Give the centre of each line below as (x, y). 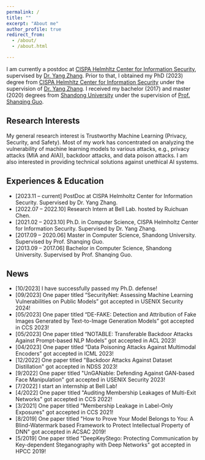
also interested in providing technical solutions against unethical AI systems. (102, 162)
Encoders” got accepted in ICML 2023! (65, 354)
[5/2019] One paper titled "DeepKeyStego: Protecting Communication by (107, 439)
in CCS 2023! (32, 328)
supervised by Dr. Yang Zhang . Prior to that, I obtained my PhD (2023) (95, 75)
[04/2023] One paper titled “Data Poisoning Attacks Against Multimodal (106, 347)
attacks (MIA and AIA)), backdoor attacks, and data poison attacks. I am (97, 155)
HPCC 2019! (31, 451)
